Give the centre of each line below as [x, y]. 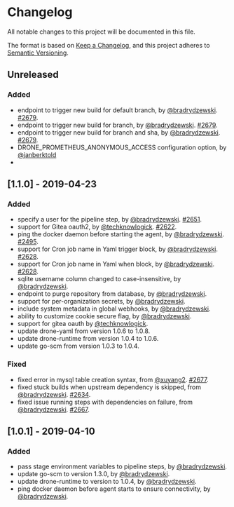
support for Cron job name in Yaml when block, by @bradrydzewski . [116, 264]
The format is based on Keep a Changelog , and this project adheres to [109, 45]
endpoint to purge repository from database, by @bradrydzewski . [112, 294]
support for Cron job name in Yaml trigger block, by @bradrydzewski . [118, 249]
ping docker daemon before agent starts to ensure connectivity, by [114, 489]
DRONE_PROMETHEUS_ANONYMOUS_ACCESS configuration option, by [122, 147]
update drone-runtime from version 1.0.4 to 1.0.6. [88, 339]
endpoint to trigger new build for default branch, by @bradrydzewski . [117, 110]
